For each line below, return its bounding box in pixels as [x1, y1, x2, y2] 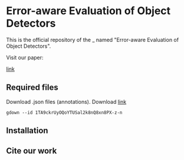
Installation [6, 126, 48, 136]
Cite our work [6, 146, 57, 156]
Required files [6, 83, 58, 93]
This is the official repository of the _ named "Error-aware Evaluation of [6, 36, 179, 43]
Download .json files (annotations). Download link [6, 98, 127, 105]
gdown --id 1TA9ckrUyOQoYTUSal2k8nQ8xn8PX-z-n [6, 109, 123, 116]
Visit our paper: [6, 54, 44, 61]
